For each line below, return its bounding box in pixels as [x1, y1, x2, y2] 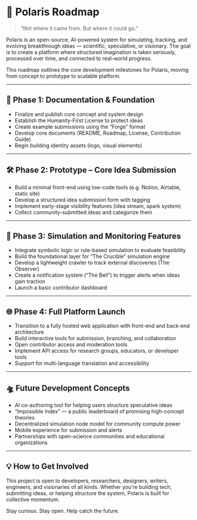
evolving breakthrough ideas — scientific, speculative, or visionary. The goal [6, 42, 191, 49]
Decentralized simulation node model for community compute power [14, 420, 181, 427]
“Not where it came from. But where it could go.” [20, 25, 138, 32]
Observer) [14, 266, 40, 273]
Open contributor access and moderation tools [14, 341, 128, 348]
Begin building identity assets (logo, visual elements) [14, 142, 142, 149]
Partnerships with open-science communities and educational [14, 433, 165, 440]
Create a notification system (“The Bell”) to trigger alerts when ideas [14, 271, 180, 279]
